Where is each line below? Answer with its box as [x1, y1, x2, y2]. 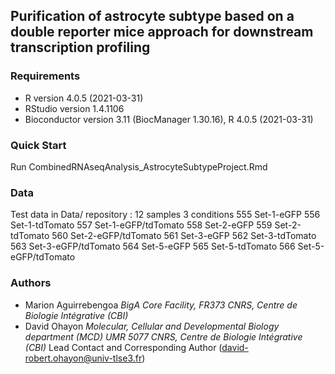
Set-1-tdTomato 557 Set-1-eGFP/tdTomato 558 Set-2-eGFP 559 [10, 219, 273, 231]
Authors [10, 276, 52, 290]
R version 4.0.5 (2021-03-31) [24, 92, 144, 104]
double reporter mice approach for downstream [10, 24, 314, 41]
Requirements [10, 69, 81, 83]
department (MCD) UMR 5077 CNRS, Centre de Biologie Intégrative [24, 330, 303, 343]
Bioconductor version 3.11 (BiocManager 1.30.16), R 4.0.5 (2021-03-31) [24, 113, 314, 125]
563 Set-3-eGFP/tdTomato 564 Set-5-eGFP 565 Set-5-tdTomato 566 [10, 240, 296, 253]
